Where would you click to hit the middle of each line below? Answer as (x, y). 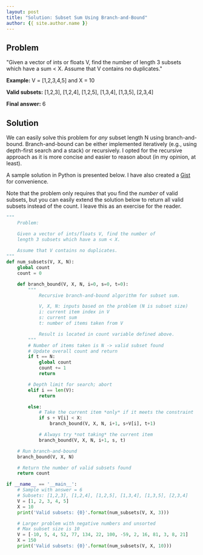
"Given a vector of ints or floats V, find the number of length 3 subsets (94, 62)
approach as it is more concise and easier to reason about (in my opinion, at (101, 157)
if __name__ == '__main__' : (42, 484)
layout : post (23, 12)
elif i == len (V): (51, 390)
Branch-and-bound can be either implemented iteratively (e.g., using (111, 144)
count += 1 (52, 368)
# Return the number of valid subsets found (74, 468)
